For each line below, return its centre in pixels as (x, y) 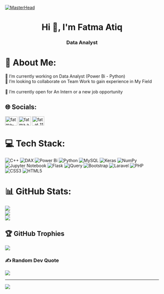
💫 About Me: (31, 63)
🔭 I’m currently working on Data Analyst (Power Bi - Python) (65, 76)
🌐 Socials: (21, 107)
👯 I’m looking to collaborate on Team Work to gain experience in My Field (79, 82)
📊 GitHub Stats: (38, 191)
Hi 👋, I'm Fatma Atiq (82, 27)
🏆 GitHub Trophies (35, 234)
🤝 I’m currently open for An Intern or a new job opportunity (64, 92)
